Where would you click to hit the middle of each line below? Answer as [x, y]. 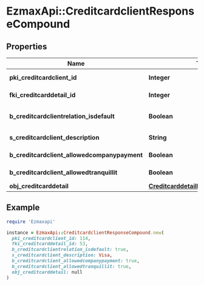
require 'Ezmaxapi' [31, 222]
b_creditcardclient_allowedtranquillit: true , [72, 266]
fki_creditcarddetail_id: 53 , [50, 244]
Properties [27, 46]
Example [23, 208]
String [158, 138]
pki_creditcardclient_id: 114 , [51, 238]
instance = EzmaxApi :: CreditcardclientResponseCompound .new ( [85, 233]
